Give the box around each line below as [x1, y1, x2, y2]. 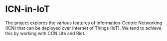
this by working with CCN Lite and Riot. [5, 30, 86, 36]
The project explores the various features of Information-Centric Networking [5, 20, 163, 26]
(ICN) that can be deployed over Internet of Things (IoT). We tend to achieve [5, 25, 162, 31]
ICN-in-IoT [5, 3, 50, 15]
